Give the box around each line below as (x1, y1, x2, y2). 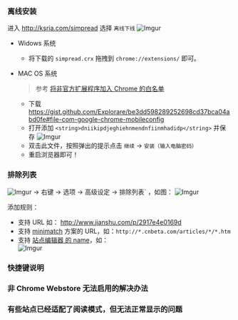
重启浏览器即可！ (28, 150, 79, 159)
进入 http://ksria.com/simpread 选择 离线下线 (7, 24, 135, 33)
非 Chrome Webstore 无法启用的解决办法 (7, 284, 148, 294)
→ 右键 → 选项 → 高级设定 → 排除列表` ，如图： (33, 187, 173, 196)
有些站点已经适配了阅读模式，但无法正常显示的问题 (7, 304, 183, 314)
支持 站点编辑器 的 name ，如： (17, 235, 109, 244)
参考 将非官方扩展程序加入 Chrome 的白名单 (35, 84, 165, 93)
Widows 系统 (17, 39, 56, 48)
